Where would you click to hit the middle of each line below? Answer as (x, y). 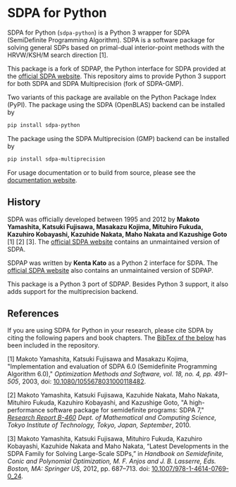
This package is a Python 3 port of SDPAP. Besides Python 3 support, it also (118, 284)
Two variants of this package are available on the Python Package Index (112, 97)
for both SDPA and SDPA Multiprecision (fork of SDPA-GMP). (95, 83)
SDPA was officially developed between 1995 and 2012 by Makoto (103, 219)
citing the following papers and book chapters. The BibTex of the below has (117, 338)
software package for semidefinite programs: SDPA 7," (125, 410)
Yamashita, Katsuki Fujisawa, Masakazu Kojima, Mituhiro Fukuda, (105, 226)
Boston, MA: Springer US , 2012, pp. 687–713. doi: (79, 469)
